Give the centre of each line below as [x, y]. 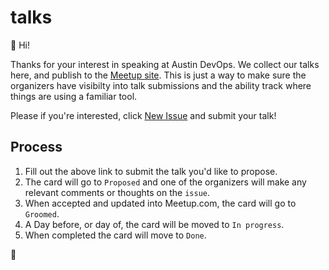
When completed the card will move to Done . [115, 235]
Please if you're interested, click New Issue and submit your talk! [143, 115]
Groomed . [42, 213]
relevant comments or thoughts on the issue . [117, 192]
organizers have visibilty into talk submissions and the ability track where [161, 85]
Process [36, 147]
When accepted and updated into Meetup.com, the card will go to [160, 203]
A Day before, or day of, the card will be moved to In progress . [154, 224]
